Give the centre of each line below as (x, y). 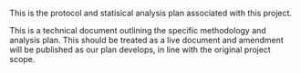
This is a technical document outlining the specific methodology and (138, 30)
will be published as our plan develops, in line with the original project (140, 50)
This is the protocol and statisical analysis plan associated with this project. (151, 13)
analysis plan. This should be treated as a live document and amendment (147, 40)
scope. (22, 59)
